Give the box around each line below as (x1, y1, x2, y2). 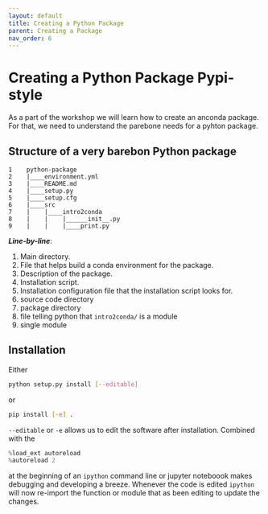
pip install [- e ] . (8, 410, 74, 418)
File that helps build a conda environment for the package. (19, 261, 214, 269)
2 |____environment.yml (8, 173, 99, 181)
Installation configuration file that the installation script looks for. (19, 286, 233, 295)
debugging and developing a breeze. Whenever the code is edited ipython (8, 479, 255, 489)
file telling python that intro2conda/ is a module (19, 311, 178, 321)
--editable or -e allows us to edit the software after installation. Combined (8, 425, 255, 434)
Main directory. (19, 252, 71, 261)
